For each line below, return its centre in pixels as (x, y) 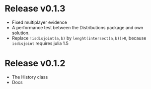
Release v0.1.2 (35, 64)
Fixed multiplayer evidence (39, 22)
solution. (21, 33)
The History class (30, 77)
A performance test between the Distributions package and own (77, 27)
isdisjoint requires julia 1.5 (40, 43)
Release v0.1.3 (35, 9)
